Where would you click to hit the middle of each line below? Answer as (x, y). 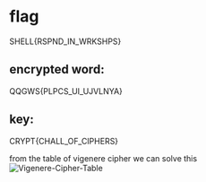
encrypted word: (57, 69)
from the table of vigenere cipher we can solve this (103, 158)
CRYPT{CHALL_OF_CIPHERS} (64, 141)
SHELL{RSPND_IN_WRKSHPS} (65, 41)
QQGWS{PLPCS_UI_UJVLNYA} (66, 91)
